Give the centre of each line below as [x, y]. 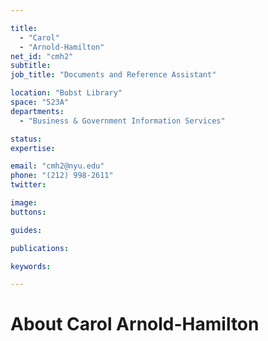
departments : [37, 111]
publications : [40, 248]
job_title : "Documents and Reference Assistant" [113, 75]
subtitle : [31, 66]
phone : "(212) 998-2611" [62, 176]
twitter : [28, 185]
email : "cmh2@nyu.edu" [57, 166]
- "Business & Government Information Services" [122, 121]
